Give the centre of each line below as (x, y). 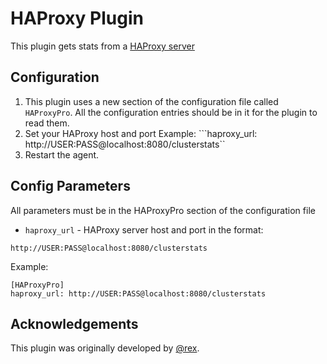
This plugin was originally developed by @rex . (105, 348)
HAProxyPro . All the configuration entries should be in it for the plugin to (171, 112)
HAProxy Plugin (77, 18)
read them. (47, 123)
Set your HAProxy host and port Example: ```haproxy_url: (141, 133)
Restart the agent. (62, 154)
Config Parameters (70, 186)
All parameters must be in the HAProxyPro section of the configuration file (163, 210)
